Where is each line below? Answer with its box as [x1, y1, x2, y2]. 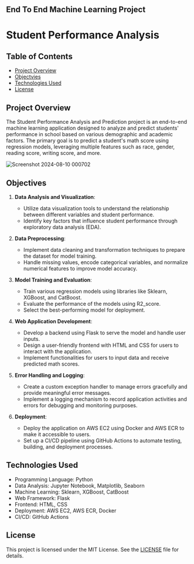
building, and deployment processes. [23, 443, 113, 451]
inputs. [23, 336, 40, 343]
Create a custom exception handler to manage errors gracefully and [23, 383, 188, 390]
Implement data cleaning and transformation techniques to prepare [23, 246, 186, 254]
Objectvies [14, 73, 41, 80]
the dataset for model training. [23, 252, 97, 260]
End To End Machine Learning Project [6, 5, 146, 15]
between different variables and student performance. [23, 211, 155, 218]
